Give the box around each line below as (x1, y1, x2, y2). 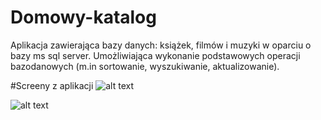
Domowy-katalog (10, 6, 157, 29)
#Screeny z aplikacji (10, 79, 94, 91)
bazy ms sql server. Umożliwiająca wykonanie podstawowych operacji (10, 49, 301, 61)
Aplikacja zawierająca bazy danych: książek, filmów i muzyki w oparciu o (10, 39, 312, 51)
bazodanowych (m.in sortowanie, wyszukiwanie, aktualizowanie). (10, 60, 280, 72)
